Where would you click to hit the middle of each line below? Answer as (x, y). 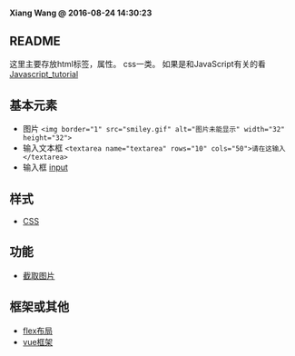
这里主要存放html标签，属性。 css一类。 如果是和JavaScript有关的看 (138, 64)
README (35, 41)
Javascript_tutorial (44, 74)
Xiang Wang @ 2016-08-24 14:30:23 (81, 13)
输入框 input (45, 167)
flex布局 (37, 331)
